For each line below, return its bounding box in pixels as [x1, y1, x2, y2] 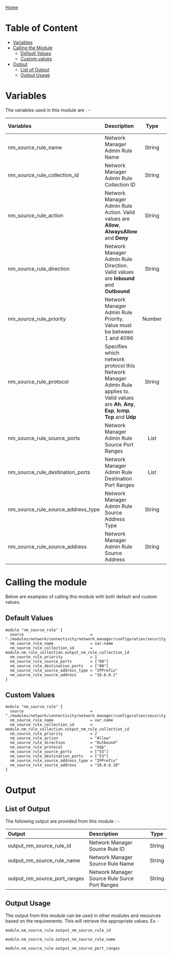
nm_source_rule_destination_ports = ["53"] [10, 754, 109, 759]
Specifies [104, 342, 127, 350]
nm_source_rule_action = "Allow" [10, 736, 111, 741]
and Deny [104, 234, 128, 241]
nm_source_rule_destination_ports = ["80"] [10, 663, 109, 668]
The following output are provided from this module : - [5, 818, 120, 825]
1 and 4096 [104, 334, 134, 341]
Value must [104, 321, 132, 329]
